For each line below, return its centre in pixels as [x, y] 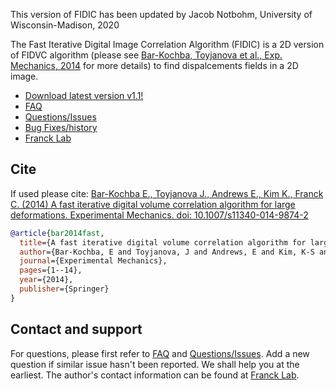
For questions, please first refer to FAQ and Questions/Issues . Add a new [160, 353]
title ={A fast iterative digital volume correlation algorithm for [163, 242]
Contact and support [76, 329]
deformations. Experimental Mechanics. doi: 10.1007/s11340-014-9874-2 [159, 215]
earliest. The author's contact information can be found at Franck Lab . [155, 375]
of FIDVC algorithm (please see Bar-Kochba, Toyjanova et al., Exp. [146, 55]
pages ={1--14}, [51, 270]
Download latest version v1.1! [84, 95]
